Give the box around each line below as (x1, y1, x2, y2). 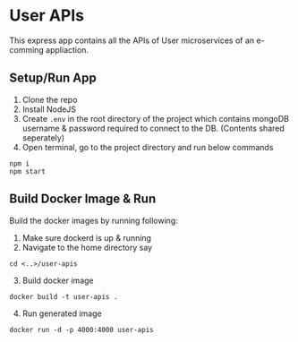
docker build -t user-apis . (9, 292, 118, 301)
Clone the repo (21, 94, 78, 105)
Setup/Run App (9, 71, 97, 86)
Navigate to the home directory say (21, 242, 153, 252)
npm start (9, 167, 47, 175)
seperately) (21, 132, 65, 143)
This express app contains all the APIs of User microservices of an (9, 35, 255, 46)
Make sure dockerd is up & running (21, 232, 152, 243)
